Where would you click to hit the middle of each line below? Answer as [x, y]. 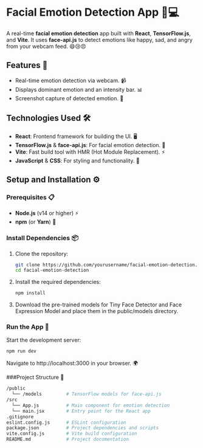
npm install [30, 293]
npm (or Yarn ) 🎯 [36, 222]
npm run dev [21, 351]
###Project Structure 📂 [35, 377]
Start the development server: [44, 340]
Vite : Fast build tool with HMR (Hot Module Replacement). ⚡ [90, 152]
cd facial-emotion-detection [52, 271]
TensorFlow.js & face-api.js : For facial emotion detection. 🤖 [90, 145]
